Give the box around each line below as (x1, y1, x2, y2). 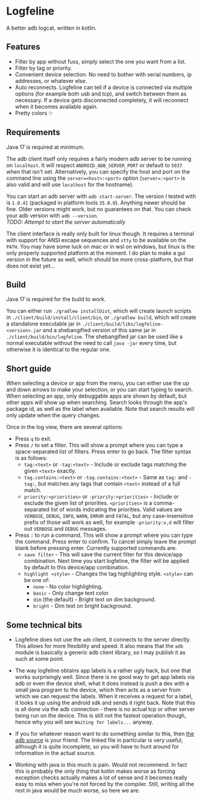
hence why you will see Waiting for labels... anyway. (14, 718, 154, 726)
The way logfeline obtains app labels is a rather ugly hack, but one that (14, 667, 191, 674)
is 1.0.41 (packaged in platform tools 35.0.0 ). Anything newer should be (6, 198, 186, 206)
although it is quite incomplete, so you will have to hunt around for (14, 743, 180, 750)
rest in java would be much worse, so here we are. (14, 787, 140, 794)
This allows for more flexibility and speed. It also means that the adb (14, 643, 184, 649)
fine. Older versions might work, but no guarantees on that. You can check (6, 205, 192, 212)
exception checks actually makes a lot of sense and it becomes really (14, 774, 188, 781)
